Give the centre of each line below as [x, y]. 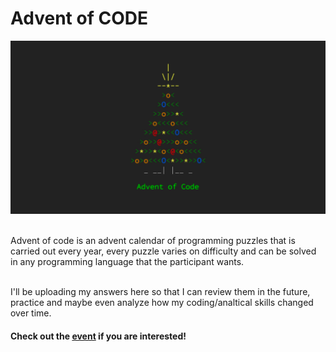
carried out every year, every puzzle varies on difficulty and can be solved [163, 251]
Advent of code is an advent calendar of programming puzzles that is [153, 241]
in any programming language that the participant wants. [127, 262]
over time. [31, 313]
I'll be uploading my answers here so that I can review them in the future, [160, 292]
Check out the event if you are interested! [98, 336]
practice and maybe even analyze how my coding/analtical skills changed [162, 303]
